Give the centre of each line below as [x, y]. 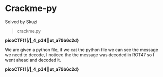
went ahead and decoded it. [33, 60]
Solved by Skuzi [21, 22]
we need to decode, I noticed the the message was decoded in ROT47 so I [80, 55]
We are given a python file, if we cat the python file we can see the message [81, 50]
